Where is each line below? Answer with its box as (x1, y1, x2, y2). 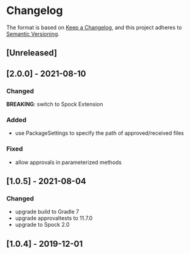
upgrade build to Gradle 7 (15, 208, 80, 216)
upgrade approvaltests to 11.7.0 (15, 215, 93, 222)
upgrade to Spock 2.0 (15, 221, 70, 228)
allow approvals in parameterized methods (15, 159, 122, 166)
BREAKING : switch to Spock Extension (6, 101, 103, 108)
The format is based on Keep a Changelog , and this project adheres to (6, 24, 182, 31)
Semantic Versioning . (6, 30, 59, 37)
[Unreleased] (6, 48, 58, 58)
